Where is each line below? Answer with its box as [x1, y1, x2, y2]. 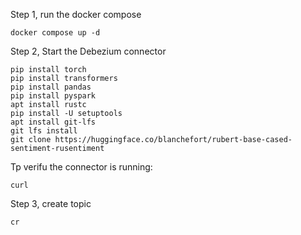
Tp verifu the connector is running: [10, 161, 153, 173]
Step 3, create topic [10, 198, 92, 209]
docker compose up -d [10, 28, 101, 38]
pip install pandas [10, 82, 92, 92]
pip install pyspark [10, 91, 97, 101]
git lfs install [10, 126, 78, 136]
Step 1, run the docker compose [10, 9, 142, 20]
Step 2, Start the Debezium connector [10, 45, 167, 57]
